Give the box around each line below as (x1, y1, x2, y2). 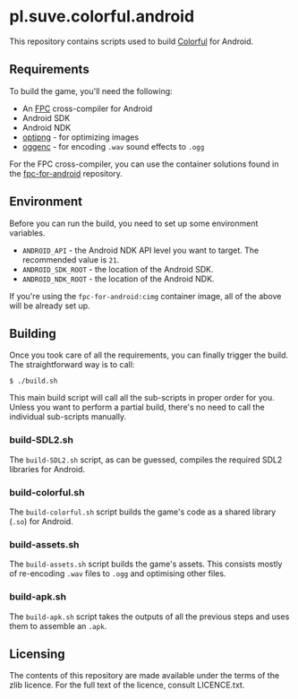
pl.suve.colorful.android (9, 6, 195, 27)
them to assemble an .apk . (9, 620, 107, 631)
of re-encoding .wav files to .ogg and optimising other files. (9, 568, 226, 579)
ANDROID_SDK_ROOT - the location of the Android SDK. (21, 263, 214, 274)
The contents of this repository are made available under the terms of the (9, 670, 280, 681)
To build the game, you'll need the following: (9, 85, 173, 96)
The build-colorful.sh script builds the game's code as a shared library (9, 506, 277, 517)
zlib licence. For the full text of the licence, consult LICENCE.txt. (9, 679, 245, 691)
